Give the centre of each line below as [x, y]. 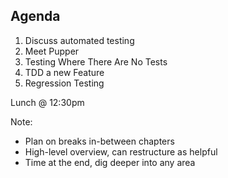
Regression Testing [64, 83]
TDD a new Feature [64, 72]
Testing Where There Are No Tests [96, 61]
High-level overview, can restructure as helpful [121, 151]
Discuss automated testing [79, 40]
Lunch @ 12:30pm [47, 102]
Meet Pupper [52, 51]
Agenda [35, 16]
